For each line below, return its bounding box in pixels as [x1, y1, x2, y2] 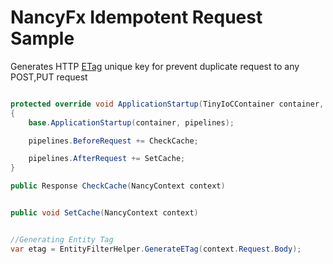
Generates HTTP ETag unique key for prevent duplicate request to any [10, 60, 300, 72]
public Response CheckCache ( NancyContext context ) [10, 181, 226, 191]
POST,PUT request [10, 71, 88, 83]
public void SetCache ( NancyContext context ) [10, 208, 199, 218]
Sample [10, 27, 75, 50]
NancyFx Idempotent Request [10, 6, 263, 29]
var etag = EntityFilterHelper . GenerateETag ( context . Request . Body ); [10, 244, 302, 254]
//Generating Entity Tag [10, 234, 114, 245]
